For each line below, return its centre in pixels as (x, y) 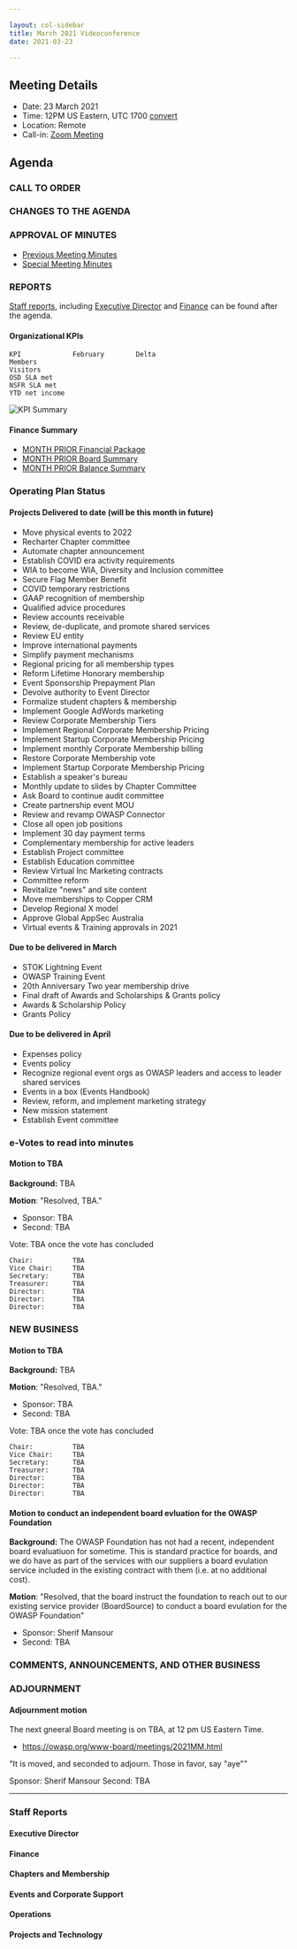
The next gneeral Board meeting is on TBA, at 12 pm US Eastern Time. (137, 1729)
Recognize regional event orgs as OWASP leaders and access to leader (152, 1073)
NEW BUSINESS (44, 1329)
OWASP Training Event (64, 976)
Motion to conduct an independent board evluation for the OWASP (133, 1513)
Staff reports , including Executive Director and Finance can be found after (144, 306)
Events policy (46, 1063)
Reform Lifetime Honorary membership (93, 673)
